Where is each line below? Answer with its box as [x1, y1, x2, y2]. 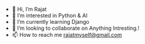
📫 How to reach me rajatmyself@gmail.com [11, 32, 123, 38]
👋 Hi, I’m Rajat [11, 6, 47, 12]
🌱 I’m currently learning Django [11, 18, 89, 25]
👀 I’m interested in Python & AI [11, 12, 88, 19]
